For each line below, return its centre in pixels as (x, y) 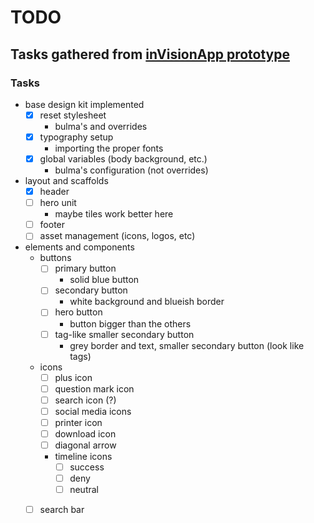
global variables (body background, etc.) (123, 159)
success (87, 467)
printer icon (78, 422)
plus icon (73, 377)
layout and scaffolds (66, 181)
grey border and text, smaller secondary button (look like (187, 345)
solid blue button (104, 280)
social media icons (93, 411)
